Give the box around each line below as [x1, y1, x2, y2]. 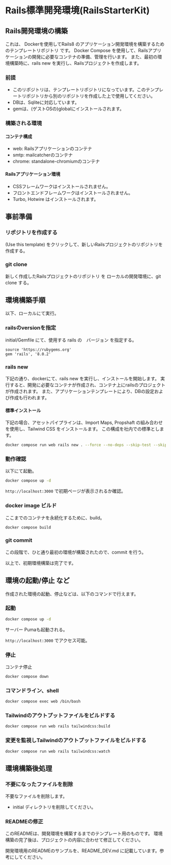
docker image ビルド [5, 502, 57, 509]
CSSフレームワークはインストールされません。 [12, 183, 111, 189]
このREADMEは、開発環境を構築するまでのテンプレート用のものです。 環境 [5, 830, 163, 836]
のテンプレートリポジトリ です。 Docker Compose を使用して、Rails [5, 47, 149, 54]
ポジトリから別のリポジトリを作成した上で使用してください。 [26, 93, 155, 99]
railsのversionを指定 [5, 324, 56, 331]
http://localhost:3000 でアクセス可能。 [5, 637, 90, 643]
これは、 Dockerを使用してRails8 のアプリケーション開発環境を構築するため [5, 41, 165, 47]
